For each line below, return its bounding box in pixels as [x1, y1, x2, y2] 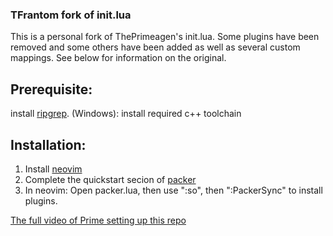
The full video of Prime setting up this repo [10, 214, 187, 226]
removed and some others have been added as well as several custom [10, 41, 301, 53]
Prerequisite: [10, 81, 93, 98]
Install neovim [24, 163, 83, 175]
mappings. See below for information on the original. [10, 52, 227, 64]
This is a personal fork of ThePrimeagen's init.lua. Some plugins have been [10, 31, 320, 43]
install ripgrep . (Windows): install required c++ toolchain [10, 108, 242, 120]
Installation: [10, 136, 87, 153]
